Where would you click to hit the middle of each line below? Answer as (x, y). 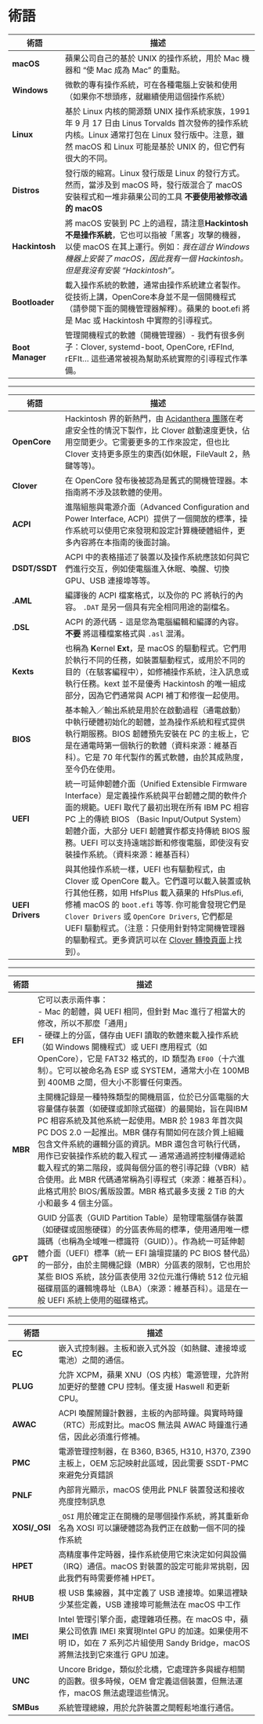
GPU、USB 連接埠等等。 (110, 580)
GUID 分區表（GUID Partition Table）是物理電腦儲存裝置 (141, 1217)
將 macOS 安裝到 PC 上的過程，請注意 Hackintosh (157, 223)
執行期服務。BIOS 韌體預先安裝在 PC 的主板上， (153, 734)
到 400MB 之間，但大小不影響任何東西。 (112, 1082)
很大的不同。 (89, 158)
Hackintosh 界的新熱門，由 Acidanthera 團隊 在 (151, 419)
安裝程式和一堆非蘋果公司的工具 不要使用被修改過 (157, 196)
